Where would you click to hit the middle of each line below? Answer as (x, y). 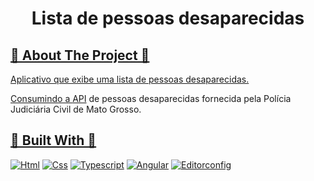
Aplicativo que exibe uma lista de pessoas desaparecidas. (130, 79)
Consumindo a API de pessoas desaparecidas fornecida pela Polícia (151, 98)
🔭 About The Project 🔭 (80, 55)
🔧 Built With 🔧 (53, 140)
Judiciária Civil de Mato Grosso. (76, 109)
